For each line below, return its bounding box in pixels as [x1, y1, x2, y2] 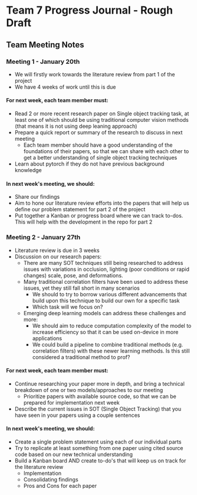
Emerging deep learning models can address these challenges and [23, 309, 186, 316]
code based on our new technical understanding [14, 451, 133, 458]
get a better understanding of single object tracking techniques [23, 154, 178, 161]
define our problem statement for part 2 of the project [14, 206, 146, 213]
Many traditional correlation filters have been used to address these [23, 278, 189, 285]
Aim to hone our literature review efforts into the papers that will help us [14, 199, 190, 207]
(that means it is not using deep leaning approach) [14, 122, 137, 130]
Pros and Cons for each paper [23, 482, 97, 489]
